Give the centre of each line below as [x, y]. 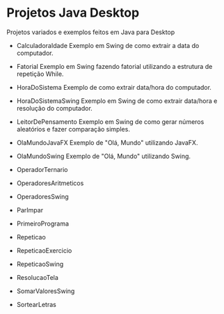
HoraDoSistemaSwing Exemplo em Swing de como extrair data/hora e [117, 101]
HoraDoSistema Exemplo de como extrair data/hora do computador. [114, 87]
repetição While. [40, 74]
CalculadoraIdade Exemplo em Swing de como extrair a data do [108, 45]
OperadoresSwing [42, 196]
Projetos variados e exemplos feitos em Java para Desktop [91, 32]
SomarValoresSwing [46, 291]
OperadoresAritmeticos [50, 183]
